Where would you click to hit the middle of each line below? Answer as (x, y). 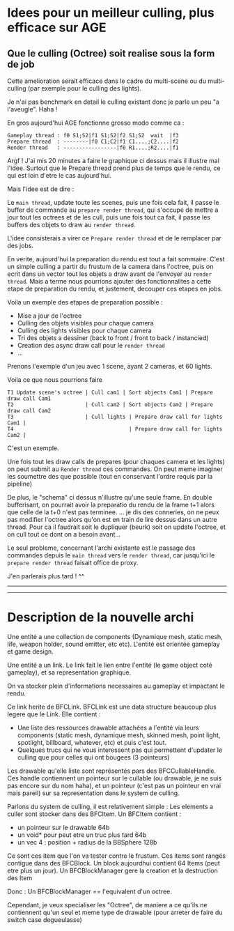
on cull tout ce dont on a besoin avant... (64, 534)
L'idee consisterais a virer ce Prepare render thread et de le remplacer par (114, 238)
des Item (20, 878)
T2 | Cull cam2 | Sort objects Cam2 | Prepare (110, 405)
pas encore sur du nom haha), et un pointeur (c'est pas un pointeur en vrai (114, 785)
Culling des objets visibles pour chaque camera (86, 323)
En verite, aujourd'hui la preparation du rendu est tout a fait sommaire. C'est (116, 259)
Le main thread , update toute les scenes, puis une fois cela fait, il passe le (113, 202)
